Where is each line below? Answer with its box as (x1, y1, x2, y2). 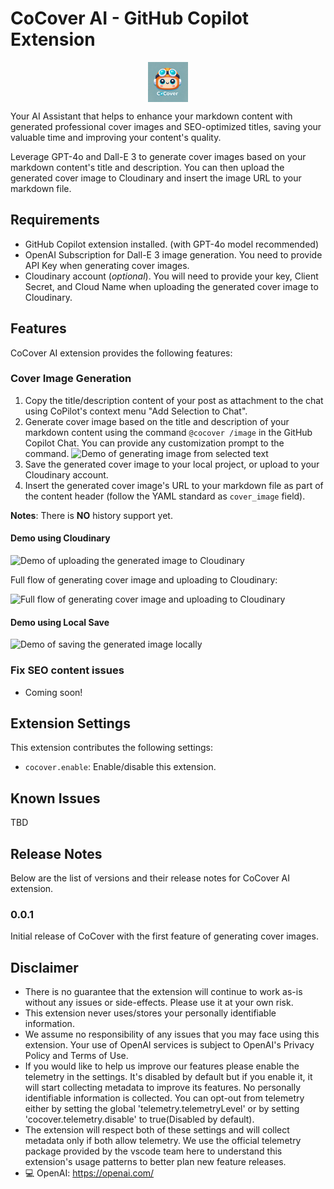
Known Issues (10, 790, 101, 807)
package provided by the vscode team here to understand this (24, 1145, 283, 1157)
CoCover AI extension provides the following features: (10, 347, 233, 359)
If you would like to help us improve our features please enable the (24, 1060, 300, 1072)
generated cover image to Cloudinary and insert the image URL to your (10, 172, 302, 184)
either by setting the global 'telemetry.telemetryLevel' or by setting (24, 1103, 300, 1115)
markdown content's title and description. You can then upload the (10, 161, 285, 173)
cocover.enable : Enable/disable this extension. (24, 761, 217, 773)
